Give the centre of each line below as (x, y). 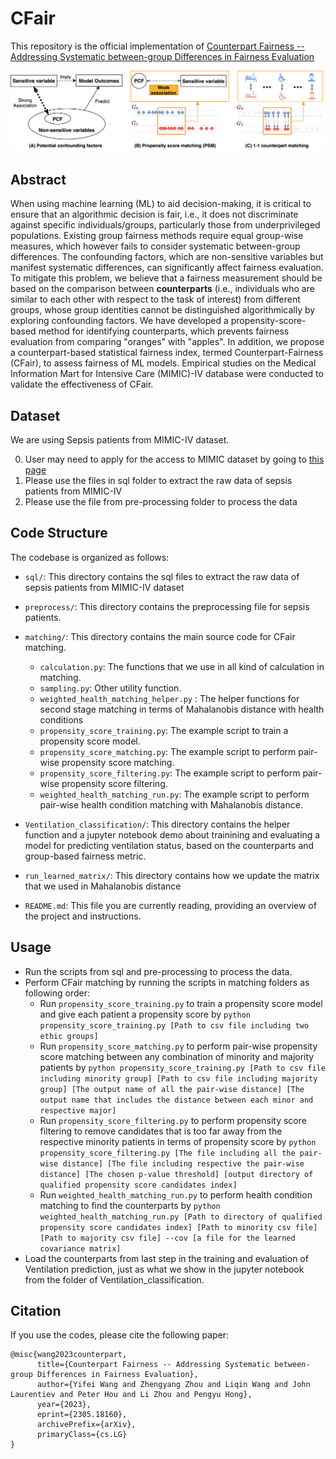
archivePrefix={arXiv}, (86, 1425)
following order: (57, 993)
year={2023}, (64, 1405)
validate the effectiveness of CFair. (82, 384)
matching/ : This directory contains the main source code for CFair (160, 636)
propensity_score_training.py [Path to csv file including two (174, 1025)
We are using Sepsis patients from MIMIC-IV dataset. (120, 440)
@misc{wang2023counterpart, (69, 1355)
